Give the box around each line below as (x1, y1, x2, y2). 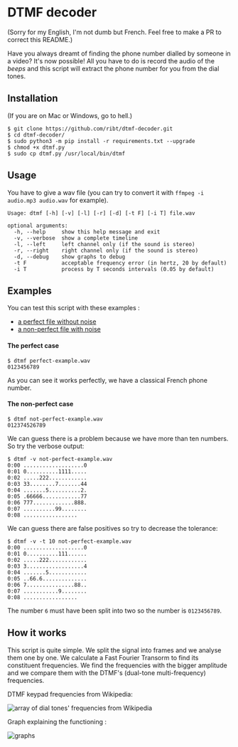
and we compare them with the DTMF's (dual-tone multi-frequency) (7, 668, 206, 677)
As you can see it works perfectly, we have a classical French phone (7, 376, 208, 384)
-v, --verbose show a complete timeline (13, 234, 139, 242)
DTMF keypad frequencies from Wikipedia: (7, 689, 133, 698)
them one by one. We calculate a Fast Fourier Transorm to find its (7, 653, 199, 662)
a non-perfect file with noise (17, 325, 101, 334)
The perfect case (7, 341, 59, 349)
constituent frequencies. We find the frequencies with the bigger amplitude (7, 661, 227, 669)
